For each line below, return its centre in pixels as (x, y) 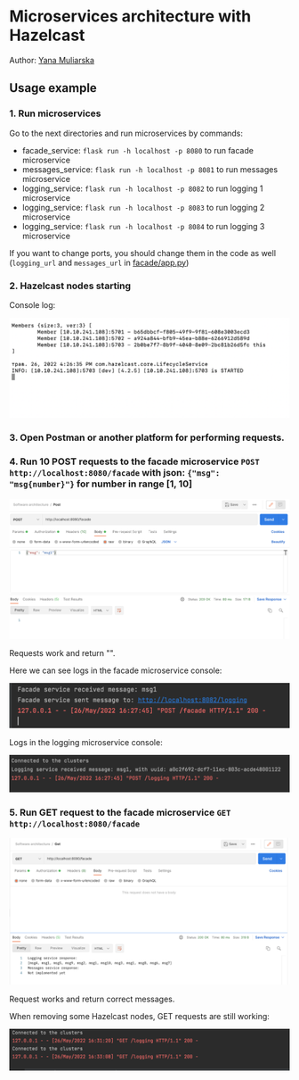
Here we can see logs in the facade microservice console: (116, 670)
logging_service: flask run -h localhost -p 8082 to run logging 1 (142, 188)
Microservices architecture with (130, 17)
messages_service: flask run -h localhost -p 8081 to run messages (150, 169)
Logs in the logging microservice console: (86, 743)
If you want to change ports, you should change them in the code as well (143, 253)
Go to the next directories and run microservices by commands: (126, 133)
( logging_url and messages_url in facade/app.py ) (99, 262)
